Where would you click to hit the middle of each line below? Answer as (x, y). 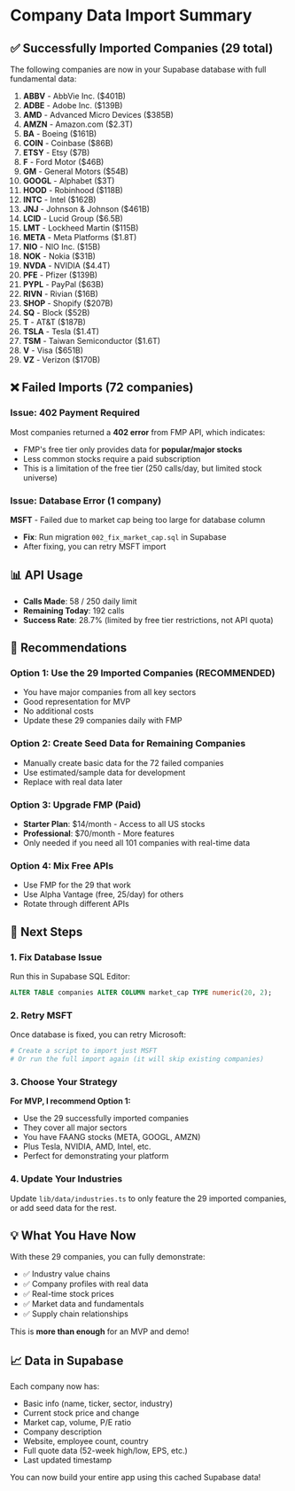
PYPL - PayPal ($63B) (63, 284)
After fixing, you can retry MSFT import (94, 546)
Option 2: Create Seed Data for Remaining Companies (128, 744)
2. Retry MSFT (42, 1015)
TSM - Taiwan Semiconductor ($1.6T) (92, 341)
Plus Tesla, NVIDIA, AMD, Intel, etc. (87, 1147)
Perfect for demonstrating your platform (96, 1156)
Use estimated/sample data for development (104, 772)
